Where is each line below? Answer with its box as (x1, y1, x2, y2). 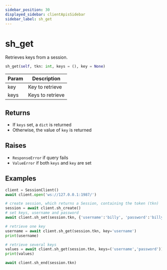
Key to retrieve (28, 84, 62, 90)
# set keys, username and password (5, 210, 79, 215)
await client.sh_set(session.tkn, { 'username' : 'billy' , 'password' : (5, 215, 150, 220)
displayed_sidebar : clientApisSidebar (5, 12, 85, 17)
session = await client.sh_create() (5, 206, 81, 211)
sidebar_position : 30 (5, 7, 50, 12)
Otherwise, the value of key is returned (12, 127, 92, 133)
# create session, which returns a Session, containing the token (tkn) (5, 201, 159, 206)
